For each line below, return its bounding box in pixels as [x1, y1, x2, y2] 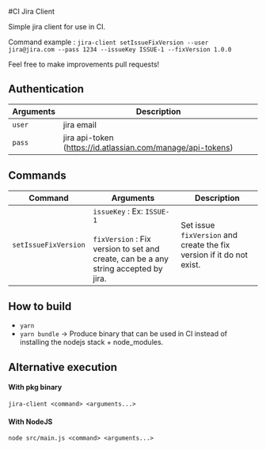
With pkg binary [8, 383, 63, 392]
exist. [180, 259, 201, 270]
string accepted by [93, 263, 163, 274]
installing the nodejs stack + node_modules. [19, 338, 164, 347]
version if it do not [180, 249, 248, 260]
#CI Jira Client [8, 7, 55, 16]
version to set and [93, 243, 160, 254]
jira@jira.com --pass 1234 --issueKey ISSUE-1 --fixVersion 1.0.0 [8, 46, 232, 54]
